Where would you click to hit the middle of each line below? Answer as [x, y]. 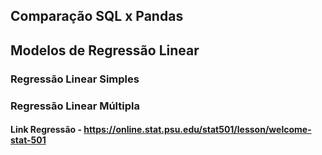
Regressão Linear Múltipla [75, 106]
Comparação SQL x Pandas [97, 16]
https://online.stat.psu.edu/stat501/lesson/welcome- [197, 130]
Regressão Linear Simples [75, 79]
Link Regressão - [46, 130]
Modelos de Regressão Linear [105, 50]
